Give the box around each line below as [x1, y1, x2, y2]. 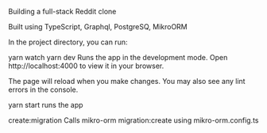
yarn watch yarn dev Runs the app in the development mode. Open [8, 53, 228, 62]
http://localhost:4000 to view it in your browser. [8, 61, 164, 70]
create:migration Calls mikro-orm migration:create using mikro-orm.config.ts [8, 116, 259, 125]
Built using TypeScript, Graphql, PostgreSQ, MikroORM [8, 22, 188, 31]
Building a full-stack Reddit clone [8, 7, 117, 16]
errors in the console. [8, 85, 79, 94]
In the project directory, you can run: [8, 37, 128, 47]
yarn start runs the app [8, 101, 83, 109]
